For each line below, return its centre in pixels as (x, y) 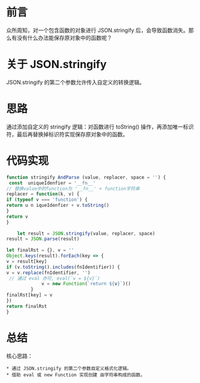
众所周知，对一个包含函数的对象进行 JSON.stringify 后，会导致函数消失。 (98, 30)
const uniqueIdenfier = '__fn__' (52, 183)
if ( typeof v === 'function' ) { (47, 200)
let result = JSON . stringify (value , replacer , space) (86, 233)
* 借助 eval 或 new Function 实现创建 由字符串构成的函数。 (76, 375)
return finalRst (27, 306)
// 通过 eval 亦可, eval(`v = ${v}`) (55, 278)
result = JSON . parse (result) (43, 239)
